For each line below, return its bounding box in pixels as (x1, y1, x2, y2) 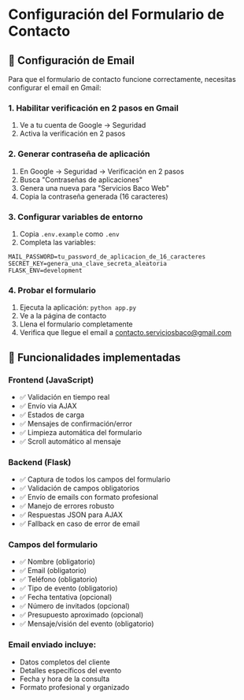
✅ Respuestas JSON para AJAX (19, 510, 124, 519)
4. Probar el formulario (8, 285, 97, 296)
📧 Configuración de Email (8, 54, 135, 67)
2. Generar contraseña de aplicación (8, 148, 150, 159)
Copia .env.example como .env (19, 229, 120, 238)
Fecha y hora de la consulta (19, 674, 110, 683)
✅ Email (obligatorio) (19, 566, 87, 575)
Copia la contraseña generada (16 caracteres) (19, 192, 168, 201)
